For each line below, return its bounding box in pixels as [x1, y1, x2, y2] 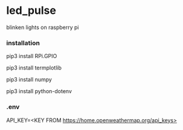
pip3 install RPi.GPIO [6, 53, 57, 60]
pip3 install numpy [6, 76, 53, 83]
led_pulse [6, 4, 56, 18]
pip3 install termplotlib [6, 64, 62, 71]
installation [6, 39, 40, 47]
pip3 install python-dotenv [6, 88, 72, 95]
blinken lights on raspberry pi [6, 24, 79, 31]
